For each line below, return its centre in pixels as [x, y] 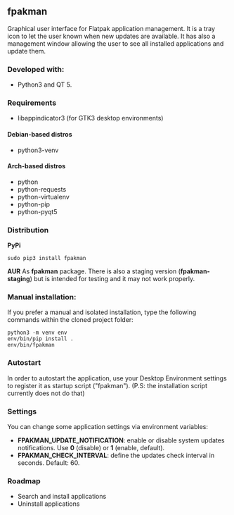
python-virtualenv [44, 197]
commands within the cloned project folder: [70, 320]
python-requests [42, 189]
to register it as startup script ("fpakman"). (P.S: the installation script [107, 385]
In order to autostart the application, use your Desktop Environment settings [117, 378]
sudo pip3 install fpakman [47, 259]
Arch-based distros [37, 166]
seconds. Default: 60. [48, 463]
